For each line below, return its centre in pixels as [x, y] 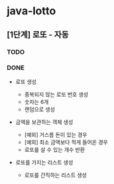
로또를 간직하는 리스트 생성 [56, 175]
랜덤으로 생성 [40, 109]
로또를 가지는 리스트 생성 [44, 162]
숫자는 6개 [36, 102]
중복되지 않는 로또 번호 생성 [56, 94]
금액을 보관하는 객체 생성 [44, 122]
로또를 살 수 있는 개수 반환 [55, 149]
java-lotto [31, 11]
